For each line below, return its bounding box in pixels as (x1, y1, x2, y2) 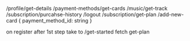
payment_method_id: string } (22, 17, 93, 24)
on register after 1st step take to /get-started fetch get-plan (6, 28, 150, 35)
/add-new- (157, 11, 184, 18)
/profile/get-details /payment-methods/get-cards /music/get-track (6, 5, 168, 12)
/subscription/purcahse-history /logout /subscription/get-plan (6, 11, 156, 18)
